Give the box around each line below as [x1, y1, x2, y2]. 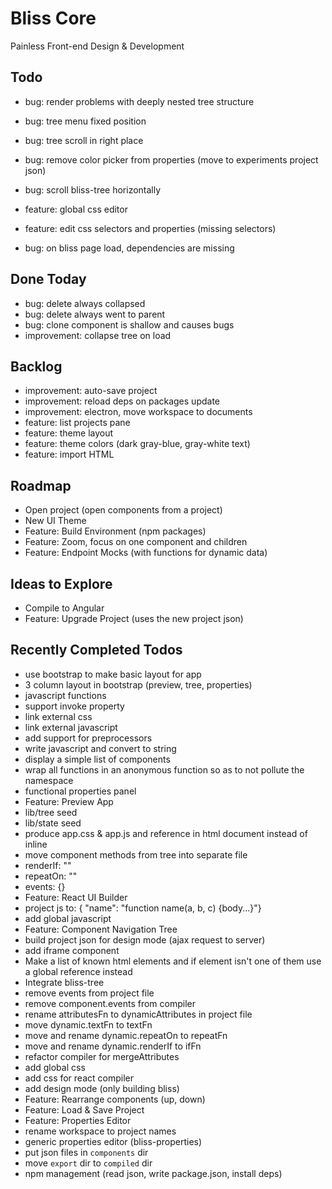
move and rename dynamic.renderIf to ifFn [24, 1040, 202, 1052]
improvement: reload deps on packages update [24, 395, 220, 407]
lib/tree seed [24, 806, 78, 818]
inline [24, 838, 48, 850]
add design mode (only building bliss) [24, 1082, 180, 1094]
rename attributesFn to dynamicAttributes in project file [24, 1008, 253, 1020]
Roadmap [10, 477, 72, 494]
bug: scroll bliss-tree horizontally [24, 183, 162, 196]
